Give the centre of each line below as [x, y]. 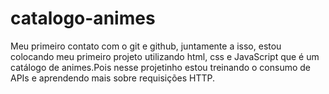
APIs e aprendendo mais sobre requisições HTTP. [113, 78]
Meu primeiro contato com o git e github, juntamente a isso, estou [146, 46]
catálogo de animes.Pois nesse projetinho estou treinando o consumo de [161, 67]
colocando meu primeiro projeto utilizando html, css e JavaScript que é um [165, 56]
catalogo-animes [83, 18]
